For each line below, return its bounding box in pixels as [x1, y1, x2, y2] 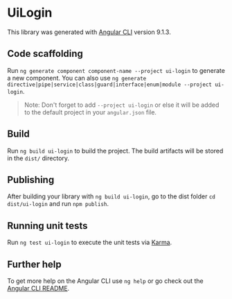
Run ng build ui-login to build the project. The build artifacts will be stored [7, 146, 224, 155]
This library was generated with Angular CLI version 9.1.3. [7, 28, 171, 36]
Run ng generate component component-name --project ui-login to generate [7, 66, 225, 74]
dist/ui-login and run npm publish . [7, 200, 109, 208]
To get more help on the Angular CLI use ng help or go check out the [7, 277, 204, 285]
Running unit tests [7, 220, 88, 232]
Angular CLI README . [7, 284, 70, 292]
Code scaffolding [7, 48, 83, 60]
